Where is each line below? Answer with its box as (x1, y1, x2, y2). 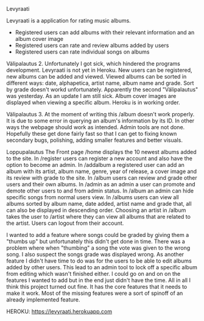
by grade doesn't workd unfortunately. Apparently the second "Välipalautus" (6, 86, 199, 93)
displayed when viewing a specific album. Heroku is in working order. (6, 99, 181, 106)
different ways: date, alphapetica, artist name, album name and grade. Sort (6, 79, 194, 86)
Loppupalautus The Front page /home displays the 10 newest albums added (6, 149, 197, 155)
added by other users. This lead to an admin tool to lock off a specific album (6, 264, 198, 270)
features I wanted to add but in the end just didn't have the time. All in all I (6, 277, 191, 284)
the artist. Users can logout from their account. (6, 219, 124, 227)
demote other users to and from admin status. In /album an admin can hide (6, 187, 194, 194)
